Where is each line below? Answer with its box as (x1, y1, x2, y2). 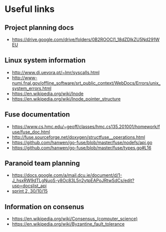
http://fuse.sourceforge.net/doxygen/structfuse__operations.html (11, 134, 145, 140)
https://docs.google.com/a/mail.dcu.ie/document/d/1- (11, 172, 122, 178)
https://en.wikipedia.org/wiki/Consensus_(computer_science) (11, 216, 138, 222)
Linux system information (4, 56, 86, 65)
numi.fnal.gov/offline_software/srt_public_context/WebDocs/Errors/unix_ (11, 80, 161, 86)
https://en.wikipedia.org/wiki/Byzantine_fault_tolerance (11, 221, 125, 227)
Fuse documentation (4, 111, 70, 119)
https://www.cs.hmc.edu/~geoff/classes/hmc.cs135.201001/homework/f (11, 123, 160, 129)
